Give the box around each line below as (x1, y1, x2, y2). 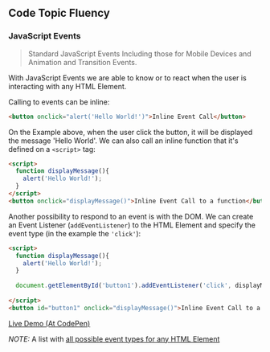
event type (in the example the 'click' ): (8, 228, 141, 238)
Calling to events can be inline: (8, 96, 110, 107)
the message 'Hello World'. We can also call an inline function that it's (8, 136, 239, 145)
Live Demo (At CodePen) (8, 318, 91, 328)
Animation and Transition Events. (27, 57, 137, 67)
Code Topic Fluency (8, 6, 110, 20)
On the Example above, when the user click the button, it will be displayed (8, 127, 253, 137)
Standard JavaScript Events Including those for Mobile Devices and (27, 48, 252, 59)
